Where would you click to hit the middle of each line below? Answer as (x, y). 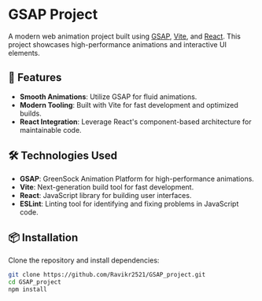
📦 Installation (43, 237)
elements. (24, 53)
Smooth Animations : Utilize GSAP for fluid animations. (108, 97)
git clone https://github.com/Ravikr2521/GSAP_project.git (107, 275)
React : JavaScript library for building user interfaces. (105, 195)
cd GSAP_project (35, 282)
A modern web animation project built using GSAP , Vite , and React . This (125, 36)
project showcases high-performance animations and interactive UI (117, 44)
